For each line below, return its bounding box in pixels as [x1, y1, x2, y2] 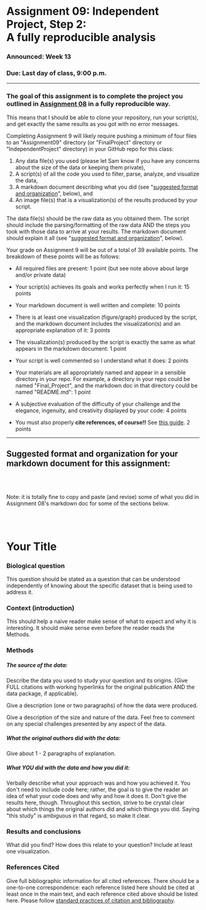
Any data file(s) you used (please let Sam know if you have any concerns [15, 157, 200, 164]
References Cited [6, 863, 59, 872]
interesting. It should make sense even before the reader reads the [6, 624, 175, 632]
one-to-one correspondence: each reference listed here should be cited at [6, 884, 195, 891]
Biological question [6, 561, 66, 570]
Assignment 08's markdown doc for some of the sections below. [6, 500, 170, 507]
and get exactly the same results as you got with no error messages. [6, 120, 180, 127]
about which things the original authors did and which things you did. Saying [6, 806, 200, 813]
